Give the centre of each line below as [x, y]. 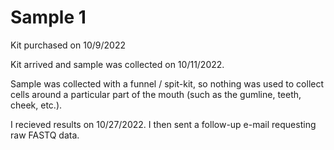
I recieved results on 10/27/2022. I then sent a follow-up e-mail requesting [163, 124]
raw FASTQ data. [45, 135]
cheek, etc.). [36, 105]
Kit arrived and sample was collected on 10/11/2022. [117, 64]
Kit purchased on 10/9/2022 [68, 45]
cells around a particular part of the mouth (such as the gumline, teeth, [156, 94]
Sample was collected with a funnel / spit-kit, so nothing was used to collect [167, 83]
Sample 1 [48, 17]
